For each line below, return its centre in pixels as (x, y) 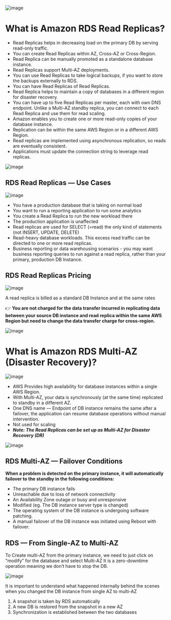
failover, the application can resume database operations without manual (89, 413)
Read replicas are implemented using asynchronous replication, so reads (89, 140)
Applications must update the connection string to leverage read (80, 151)
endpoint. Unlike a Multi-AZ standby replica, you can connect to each (86, 108)
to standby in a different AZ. (42, 403)
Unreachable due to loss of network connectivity (64, 494)
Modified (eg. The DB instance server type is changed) (70, 505)
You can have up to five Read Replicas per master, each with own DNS (87, 102)
